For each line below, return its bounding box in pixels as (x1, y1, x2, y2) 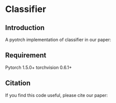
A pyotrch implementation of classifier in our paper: (5, 36, 111, 42)
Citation (5, 79, 31, 87)
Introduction (5, 23, 45, 32)
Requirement (5, 51, 46, 59)
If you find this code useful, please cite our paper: (5, 92, 108, 98)
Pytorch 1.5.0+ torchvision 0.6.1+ (5, 64, 72, 70)
